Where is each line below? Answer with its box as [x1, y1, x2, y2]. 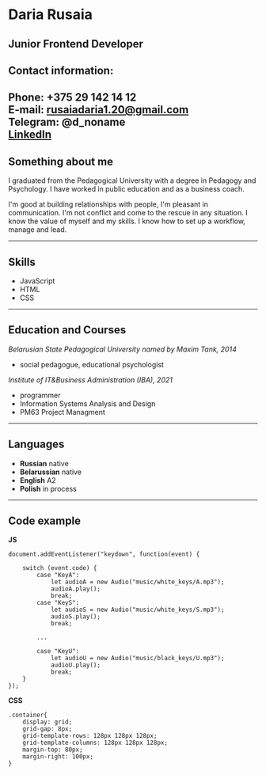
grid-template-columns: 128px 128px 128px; [22, 739, 169, 747]
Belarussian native [19, 467, 82, 477]
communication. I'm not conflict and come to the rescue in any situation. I [8, 208, 248, 218]
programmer [19, 390, 61, 400]
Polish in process [19, 484, 77, 493]
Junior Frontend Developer [8, 37, 144, 51]
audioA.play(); [50, 585, 101, 593]
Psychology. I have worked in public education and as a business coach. [8, 184, 245, 194]
